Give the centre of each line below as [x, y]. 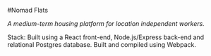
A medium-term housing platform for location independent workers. [106, 23]
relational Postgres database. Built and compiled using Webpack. [102, 44]
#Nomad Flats [28, 10]
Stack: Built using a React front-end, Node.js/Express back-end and [106, 37]
